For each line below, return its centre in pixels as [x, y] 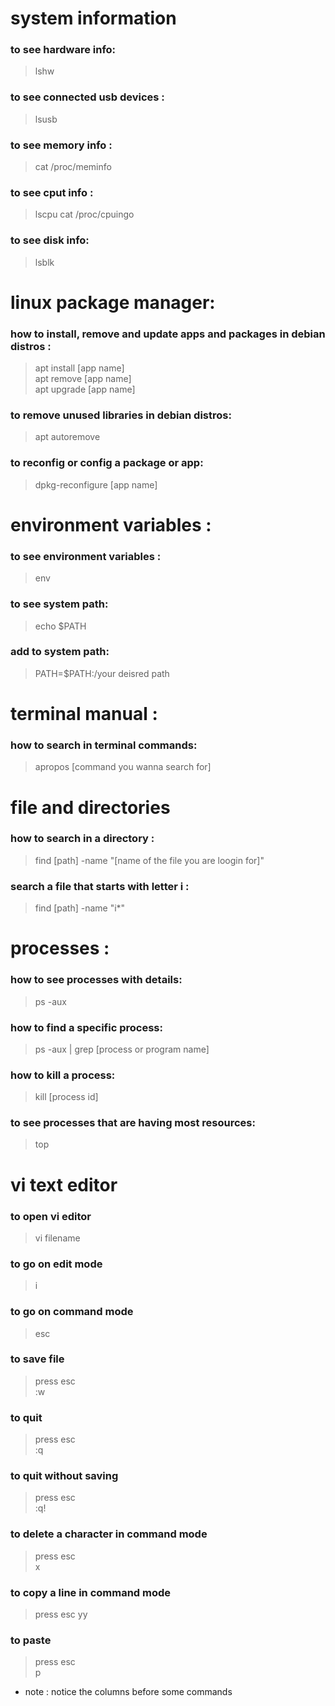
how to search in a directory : [82, 839]
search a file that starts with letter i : [100, 886]
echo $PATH [60, 626]
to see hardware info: [63, 50]
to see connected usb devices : [87, 97]
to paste [31, 1640]
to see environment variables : [86, 556]
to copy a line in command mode [91, 1592]
